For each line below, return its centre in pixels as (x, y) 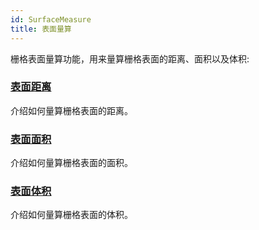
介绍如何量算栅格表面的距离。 (71, 110)
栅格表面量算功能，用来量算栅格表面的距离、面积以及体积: (130, 58)
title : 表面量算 (41, 29)
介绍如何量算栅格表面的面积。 (71, 163)
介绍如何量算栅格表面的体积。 (71, 215)
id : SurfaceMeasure (51, 19)
